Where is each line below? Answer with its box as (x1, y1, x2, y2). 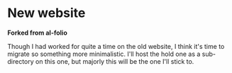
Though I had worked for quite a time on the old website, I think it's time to (7, 42, 225, 50)
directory (7, 57, 34, 65)
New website (7, 5, 86, 21)
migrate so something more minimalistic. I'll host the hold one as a (7, 50, 201, 58)
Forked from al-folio (7, 28, 67, 37)
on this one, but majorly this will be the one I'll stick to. (35, 57, 194, 65)
